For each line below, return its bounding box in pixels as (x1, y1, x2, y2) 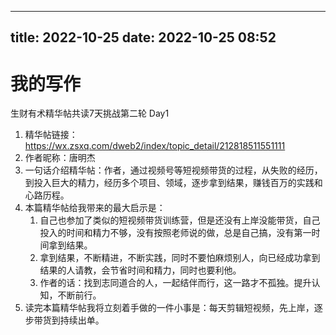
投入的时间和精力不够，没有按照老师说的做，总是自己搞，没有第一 (39, 227, 312, 239)
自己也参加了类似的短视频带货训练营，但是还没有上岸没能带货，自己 (39, 214, 321, 226)
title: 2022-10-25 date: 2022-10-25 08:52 (10, 29, 277, 46)
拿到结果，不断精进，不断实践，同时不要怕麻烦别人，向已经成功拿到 (39, 252, 321, 264)
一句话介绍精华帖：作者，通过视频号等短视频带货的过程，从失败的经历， (24, 164, 323, 176)
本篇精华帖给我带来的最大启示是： (24, 202, 166, 214)
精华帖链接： (24, 129, 78, 141)
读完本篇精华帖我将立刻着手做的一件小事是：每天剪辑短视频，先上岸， (24, 302, 315, 314)
